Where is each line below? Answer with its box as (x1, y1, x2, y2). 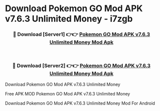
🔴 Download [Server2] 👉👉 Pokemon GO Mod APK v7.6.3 (12, 62, 151, 69)
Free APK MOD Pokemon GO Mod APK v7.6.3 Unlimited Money (5, 91, 130, 96)
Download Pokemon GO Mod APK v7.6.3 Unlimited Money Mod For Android (5, 100, 155, 106)
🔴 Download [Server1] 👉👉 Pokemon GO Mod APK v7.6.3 (13, 31, 150, 38)
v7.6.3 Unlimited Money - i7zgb (5, 13, 133, 24)
